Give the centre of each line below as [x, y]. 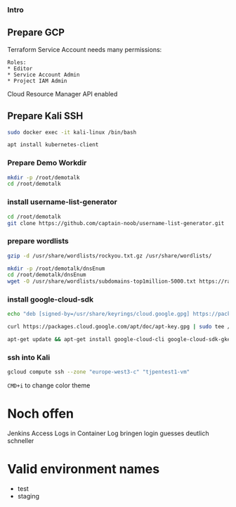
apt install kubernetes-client [53, 145]
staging [28, 496]
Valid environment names [84, 469]
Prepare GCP [36, 33]
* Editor [20, 68]
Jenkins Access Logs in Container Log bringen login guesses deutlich [108, 433]
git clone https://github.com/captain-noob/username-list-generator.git [116, 223]
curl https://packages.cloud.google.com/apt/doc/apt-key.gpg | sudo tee [116, 327]
